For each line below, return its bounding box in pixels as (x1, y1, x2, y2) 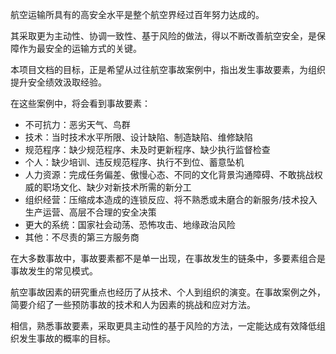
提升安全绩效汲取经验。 (10, 76, 107, 88)
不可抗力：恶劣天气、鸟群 (24, 119, 131, 130)
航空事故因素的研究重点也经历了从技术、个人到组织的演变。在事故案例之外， (10, 286, 326, 298)
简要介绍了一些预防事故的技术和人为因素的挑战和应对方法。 (10, 299, 256, 310)
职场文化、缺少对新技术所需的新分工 (42, 181, 192, 193)
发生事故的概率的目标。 (18, 333, 116, 344)
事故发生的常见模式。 (10, 265, 98, 277)
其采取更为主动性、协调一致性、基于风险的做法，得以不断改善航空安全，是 (10, 30, 317, 42)
